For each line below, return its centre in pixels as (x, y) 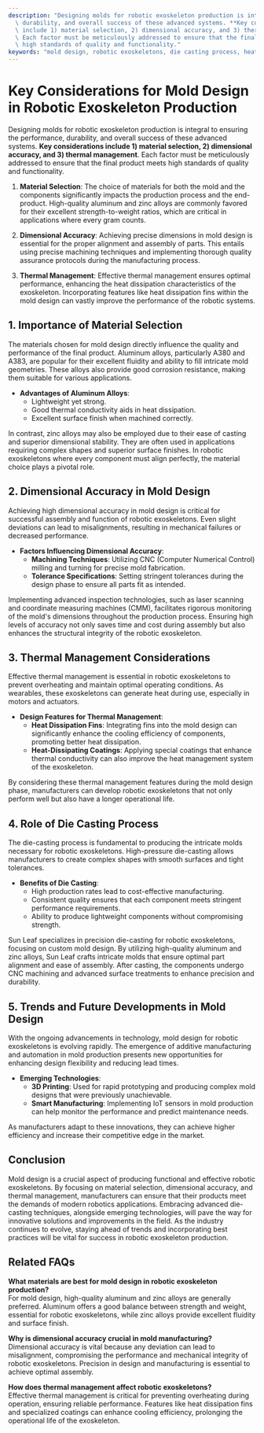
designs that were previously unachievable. (101, 1095)
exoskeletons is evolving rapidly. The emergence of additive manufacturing (130, 1046)
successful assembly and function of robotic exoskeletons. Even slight (122, 519)
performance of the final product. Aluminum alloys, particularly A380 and (126, 353)
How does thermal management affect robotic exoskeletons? (110, 1387)
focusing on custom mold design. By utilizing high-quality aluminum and (125, 948)
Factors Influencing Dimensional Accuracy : (92, 551)
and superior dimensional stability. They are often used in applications (122, 441)
